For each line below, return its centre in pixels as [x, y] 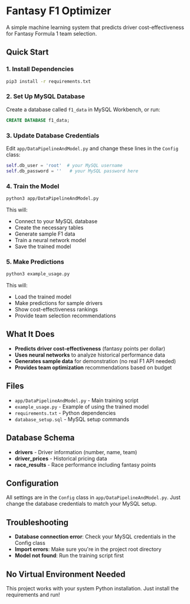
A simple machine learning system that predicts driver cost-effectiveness [95, 27]
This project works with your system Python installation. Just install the [92, 588]
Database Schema [40, 438]
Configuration [32, 483]
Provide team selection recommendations [65, 316]
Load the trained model [43, 297]
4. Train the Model [33, 186]
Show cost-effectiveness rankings [56, 310]
